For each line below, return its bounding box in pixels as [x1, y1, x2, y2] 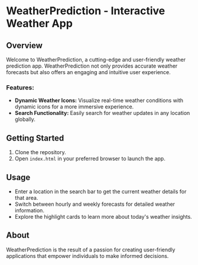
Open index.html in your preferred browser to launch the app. [14, 155, 165, 162]
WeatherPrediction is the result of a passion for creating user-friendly [6, 246, 176, 253]
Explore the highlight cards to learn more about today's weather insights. [14, 213, 192, 220]
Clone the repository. [14, 149, 66, 156]
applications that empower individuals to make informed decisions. [6, 252, 169, 259]
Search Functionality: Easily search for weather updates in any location [14, 110, 190, 117]
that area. [14, 194, 38, 201]
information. [14, 206, 44, 214]
